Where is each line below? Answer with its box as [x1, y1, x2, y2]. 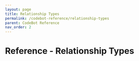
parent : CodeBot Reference [5, 20, 60, 25]
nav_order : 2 [5, 25, 31, 30]
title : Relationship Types [5, 12, 60, 16]
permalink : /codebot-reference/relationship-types [5, 16, 109, 21]
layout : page [5, 7, 31, 12]
